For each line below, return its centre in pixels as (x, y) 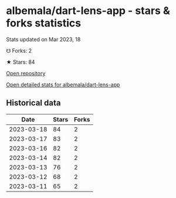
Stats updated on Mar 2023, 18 (43, 39)
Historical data (33, 103)
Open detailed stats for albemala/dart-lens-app (63, 84)
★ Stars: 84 (21, 62)
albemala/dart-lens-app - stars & (88, 11)
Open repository (26, 73)
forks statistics (43, 23)
